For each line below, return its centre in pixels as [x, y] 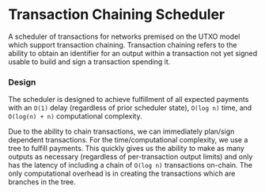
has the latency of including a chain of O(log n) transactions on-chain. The [131, 165]
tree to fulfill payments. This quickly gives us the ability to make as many [127, 149]
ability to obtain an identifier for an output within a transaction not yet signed [133, 53]
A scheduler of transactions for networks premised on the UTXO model [124, 36]
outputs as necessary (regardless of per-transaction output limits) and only [131, 157]
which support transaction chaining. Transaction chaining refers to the [123, 44]
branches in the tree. [42, 182]
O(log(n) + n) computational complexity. [75, 116]
